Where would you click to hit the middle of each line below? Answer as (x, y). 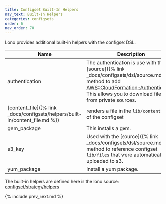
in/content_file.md (28, 120)
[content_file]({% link (32, 108)
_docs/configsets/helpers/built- (45, 114)
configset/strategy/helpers (32, 187)
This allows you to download (120, 94)
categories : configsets (30, 19)
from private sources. (111, 100)
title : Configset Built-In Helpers (42, 10)
